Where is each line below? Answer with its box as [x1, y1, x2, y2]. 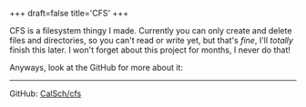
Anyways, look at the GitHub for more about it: [9, 63, 184, 73]
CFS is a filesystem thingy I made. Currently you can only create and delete [9, 25, 292, 35]
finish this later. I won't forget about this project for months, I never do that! [9, 44, 291, 55]
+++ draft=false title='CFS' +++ [9, 8, 129, 18]
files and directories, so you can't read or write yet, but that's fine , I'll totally [9, 35, 294, 45]
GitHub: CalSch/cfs [9, 88, 82, 99]
